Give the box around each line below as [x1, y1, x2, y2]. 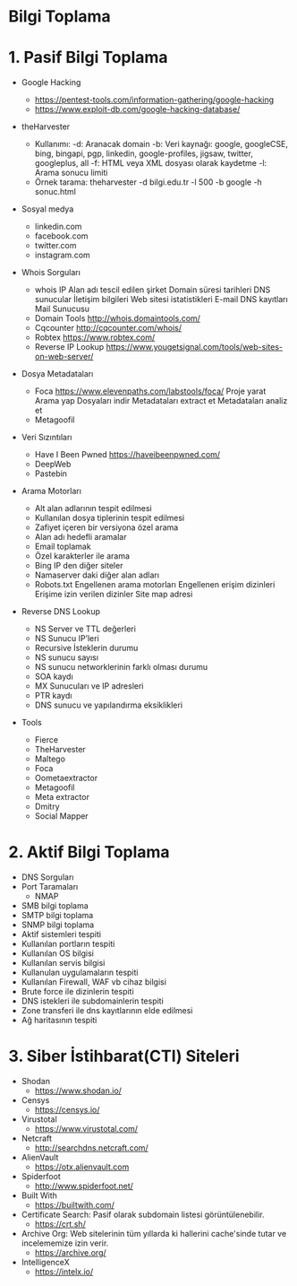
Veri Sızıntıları [21, 432, 72, 443]
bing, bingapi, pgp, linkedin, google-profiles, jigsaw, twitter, [34, 148, 254, 159]
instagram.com [34, 249, 90, 261]
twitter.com [34, 240, 77, 251]
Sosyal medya [21, 204, 74, 214]
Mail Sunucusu [34, 303, 90, 315]
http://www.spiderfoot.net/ [34, 1181, 133, 1191]
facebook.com [34, 230, 89, 241]
